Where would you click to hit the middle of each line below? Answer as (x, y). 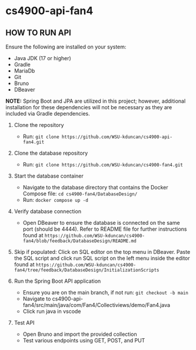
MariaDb (24, 71)
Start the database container (49, 176)
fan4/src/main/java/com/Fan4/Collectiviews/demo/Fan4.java (97, 305)
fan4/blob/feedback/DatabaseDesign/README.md (79, 241)
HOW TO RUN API (38, 33)
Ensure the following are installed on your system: (66, 47)
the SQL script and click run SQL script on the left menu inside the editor (102, 258)
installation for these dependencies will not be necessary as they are (89, 107)
